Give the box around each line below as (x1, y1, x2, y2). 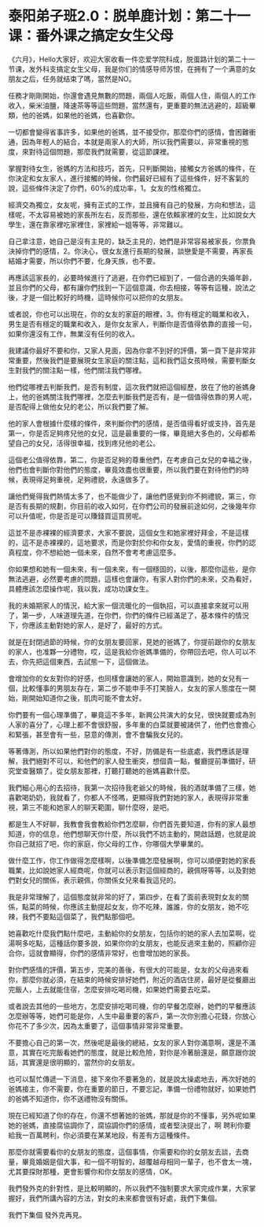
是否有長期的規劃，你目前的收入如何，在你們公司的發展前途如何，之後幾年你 (8, 501, 256, 510)
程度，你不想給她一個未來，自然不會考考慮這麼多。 (14, 547, 181, 557)
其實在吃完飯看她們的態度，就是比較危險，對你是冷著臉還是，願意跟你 (21, 1047, 249, 1057)
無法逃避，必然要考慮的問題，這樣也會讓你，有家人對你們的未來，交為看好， (8, 574, 256, 584)
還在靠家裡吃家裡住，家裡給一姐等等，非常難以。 (28, 220, 187, 229)
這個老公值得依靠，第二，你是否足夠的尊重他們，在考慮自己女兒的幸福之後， (8, 454, 256, 465)
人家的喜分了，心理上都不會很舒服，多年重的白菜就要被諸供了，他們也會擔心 (8, 720, 256, 729)
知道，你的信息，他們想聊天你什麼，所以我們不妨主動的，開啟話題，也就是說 (8, 829, 256, 839)
